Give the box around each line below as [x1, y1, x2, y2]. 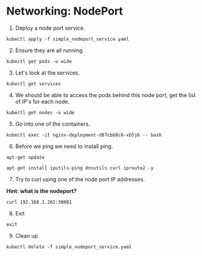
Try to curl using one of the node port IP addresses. [15, 175, 145, 183]
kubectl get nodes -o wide [6, 109, 75, 116]
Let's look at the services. [15, 69, 80, 76]
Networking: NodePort [6, 4, 124, 18]
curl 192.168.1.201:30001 [6, 199, 72, 205]
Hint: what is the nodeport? [6, 187, 77, 195]
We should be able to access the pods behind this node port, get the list [15, 91, 196, 98]
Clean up [15, 232, 38, 239]
